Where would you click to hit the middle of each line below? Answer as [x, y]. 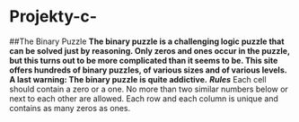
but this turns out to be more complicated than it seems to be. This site [144, 60]
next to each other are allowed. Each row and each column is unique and [144, 98]
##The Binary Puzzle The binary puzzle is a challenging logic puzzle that [147, 41]
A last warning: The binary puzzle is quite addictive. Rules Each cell [138, 79]
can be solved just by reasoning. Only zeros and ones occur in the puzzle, [149, 50]
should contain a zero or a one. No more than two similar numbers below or [149, 89]
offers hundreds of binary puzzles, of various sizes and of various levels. [148, 70]
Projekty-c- [53, 17]
